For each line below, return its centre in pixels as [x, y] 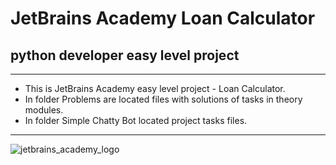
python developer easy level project [125, 55]
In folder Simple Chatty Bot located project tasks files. [136, 120]
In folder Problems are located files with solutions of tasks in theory [163, 99]
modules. [44, 110]
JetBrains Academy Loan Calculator [163, 18]
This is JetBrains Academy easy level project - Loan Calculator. [155, 88]
